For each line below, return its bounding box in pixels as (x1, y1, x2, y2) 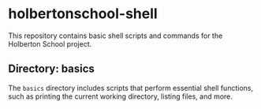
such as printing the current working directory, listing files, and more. (8, 92, 233, 101)
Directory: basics (8, 62, 95, 76)
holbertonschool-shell (8, 5, 158, 23)
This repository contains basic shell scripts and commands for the (8, 31, 223, 40)
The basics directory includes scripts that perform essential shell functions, (8, 83, 254, 92)
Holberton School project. (8, 39, 92, 48)
